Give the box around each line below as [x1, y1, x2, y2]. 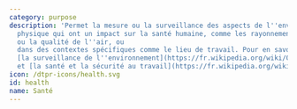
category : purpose [9, 12, 77, 22]
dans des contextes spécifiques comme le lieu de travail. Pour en [17, 46, 271, 54]
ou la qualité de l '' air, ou [17, 37, 125, 47]
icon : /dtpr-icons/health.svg [9, 70, 121, 79]
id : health [9, 78, 49, 87]
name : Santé [9, 86, 53, 95]
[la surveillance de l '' [17, 54, 109, 62]
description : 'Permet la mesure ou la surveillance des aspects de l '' [9, 21, 278, 30]
